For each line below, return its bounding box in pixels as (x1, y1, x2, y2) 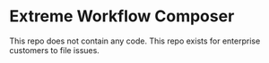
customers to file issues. (9, 44, 100, 55)
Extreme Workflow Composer (9, 6, 235, 27)
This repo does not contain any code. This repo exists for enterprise (9, 35, 261, 46)
